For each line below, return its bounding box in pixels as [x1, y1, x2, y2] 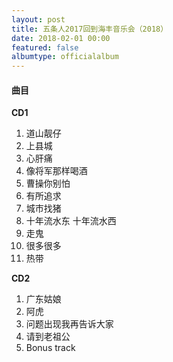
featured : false [11, 42, 79, 53]
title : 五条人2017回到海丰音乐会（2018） [11, 24, 169, 34]
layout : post [11, 14, 66, 25]
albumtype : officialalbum [11, 52, 119, 62]
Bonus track [25, 342, 76, 354]
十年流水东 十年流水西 [25, 215, 117, 227]
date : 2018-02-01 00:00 [11, 33, 111, 43]
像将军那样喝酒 [25, 165, 88, 177]
